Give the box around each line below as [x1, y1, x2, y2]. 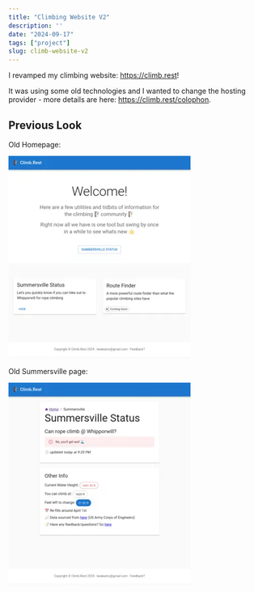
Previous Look [8, 118, 83, 132]
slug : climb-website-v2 [8, 47, 89, 56]
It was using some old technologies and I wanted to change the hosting [8, 86, 246, 96]
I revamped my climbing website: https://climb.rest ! [8, 70, 180, 80]
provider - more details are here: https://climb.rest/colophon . [8, 95, 212, 104]
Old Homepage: [8, 139, 61, 149]
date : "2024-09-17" [8, 30, 74, 38]
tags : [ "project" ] [8, 39, 70, 47]
